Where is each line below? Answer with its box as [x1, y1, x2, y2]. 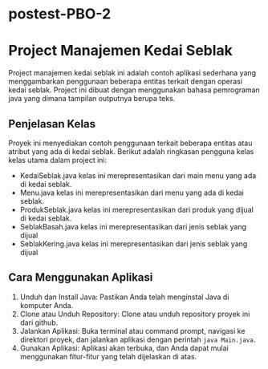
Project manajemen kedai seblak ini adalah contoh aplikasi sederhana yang [8, 68, 257, 78]
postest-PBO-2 [8, 5, 112, 23]
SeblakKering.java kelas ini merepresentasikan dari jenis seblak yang [19, 238, 248, 249]
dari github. [19, 318, 59, 327]
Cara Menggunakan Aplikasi [8, 270, 153, 285]
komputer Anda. [19, 300, 74, 310]
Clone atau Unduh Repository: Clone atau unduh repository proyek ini [19, 309, 250, 318]
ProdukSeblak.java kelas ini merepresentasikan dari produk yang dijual [19, 205, 254, 214]
